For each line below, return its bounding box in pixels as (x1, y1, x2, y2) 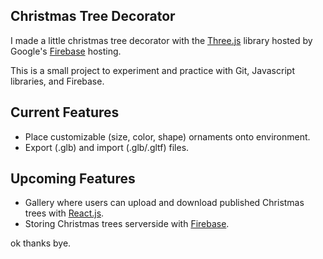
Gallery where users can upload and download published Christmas (24, 197, 305, 209)
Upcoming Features (10, 170, 136, 188)
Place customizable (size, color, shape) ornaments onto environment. (24, 130, 311, 143)
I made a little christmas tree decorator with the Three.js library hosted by (10, 34, 313, 46)
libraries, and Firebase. (10, 75, 105, 87)
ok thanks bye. (10, 237, 72, 249)
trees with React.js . (24, 207, 105, 219)
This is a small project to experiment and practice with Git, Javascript (10, 64, 295, 76)
